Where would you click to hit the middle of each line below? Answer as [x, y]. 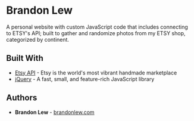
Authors [22, 98]
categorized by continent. [38, 39]
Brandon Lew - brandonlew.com [54, 112]
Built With [25, 58]
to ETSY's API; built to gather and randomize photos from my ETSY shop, [96, 33]
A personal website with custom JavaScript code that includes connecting [97, 27]
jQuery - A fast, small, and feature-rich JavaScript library [85, 79]
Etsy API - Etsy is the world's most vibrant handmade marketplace [96, 73]
